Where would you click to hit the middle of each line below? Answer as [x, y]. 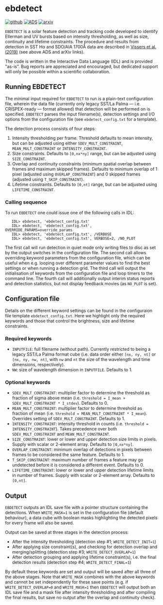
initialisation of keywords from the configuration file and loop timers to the [79, 273]
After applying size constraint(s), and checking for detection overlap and [85, 547]
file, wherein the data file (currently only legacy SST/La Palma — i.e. [73, 104]
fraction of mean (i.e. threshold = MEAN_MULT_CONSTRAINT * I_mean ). [80, 413]
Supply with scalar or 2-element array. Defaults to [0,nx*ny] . [73, 444]
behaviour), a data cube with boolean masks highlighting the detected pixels [81, 518]
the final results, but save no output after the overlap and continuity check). [81, 598]
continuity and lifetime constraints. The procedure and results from [72, 41]
